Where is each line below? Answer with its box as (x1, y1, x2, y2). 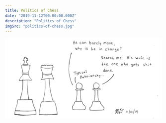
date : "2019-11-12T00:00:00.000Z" (5, 13, 77, 18)
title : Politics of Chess (5, 8, 59, 13)
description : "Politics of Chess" (5, 18, 77, 23)
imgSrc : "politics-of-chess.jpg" (5, 24, 75, 29)
